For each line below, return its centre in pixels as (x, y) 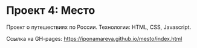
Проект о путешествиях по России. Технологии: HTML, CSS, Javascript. (99, 27)
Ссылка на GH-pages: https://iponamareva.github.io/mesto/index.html (94, 38)
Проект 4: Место (51, 10)
